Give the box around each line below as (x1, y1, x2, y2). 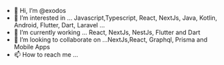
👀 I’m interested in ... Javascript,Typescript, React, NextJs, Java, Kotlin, (13, 14, 218, 22)
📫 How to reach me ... (13, 51, 78, 58)
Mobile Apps (13, 43, 51, 51)
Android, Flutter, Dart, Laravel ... (13, 21, 105, 29)
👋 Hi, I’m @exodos (13, 7, 67, 14)
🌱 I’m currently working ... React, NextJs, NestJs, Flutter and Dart (13, 28, 201, 36)
